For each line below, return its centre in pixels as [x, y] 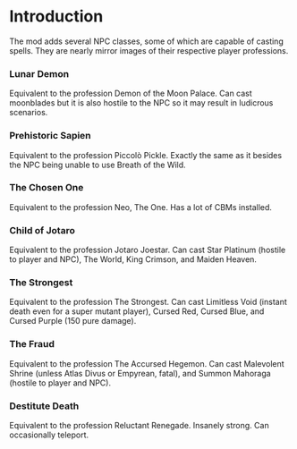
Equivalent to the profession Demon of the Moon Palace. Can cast [131, 93]
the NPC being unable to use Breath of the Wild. [98, 165]
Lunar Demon [39, 73]
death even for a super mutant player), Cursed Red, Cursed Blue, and [137, 311]
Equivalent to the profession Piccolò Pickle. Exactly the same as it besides [146, 155]
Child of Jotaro [42, 230]
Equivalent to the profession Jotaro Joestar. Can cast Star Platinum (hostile [148, 250]
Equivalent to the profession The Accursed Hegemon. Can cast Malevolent [147, 363]
